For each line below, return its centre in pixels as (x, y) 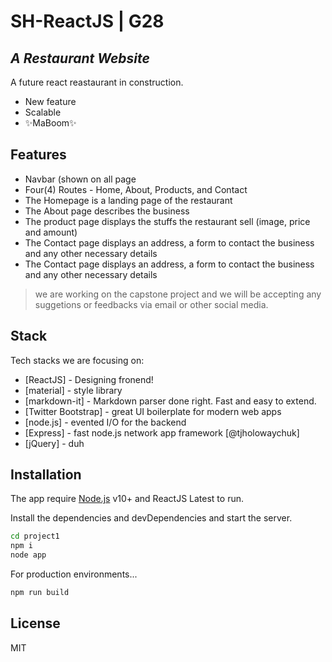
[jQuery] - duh (54, 443)
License (35, 623)
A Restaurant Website (80, 58)
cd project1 (35, 536)
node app (28, 555)
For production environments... (74, 574)
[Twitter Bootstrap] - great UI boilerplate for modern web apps (153, 411)
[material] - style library (73, 390)
